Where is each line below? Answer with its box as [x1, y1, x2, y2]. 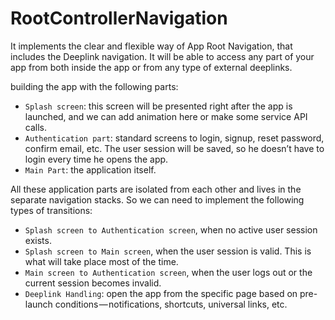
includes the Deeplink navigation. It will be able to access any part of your [10, 50, 315, 62]
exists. [24, 234, 52, 246]
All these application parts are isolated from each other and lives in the [10, 183, 302, 195]
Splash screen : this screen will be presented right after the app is [24, 100, 293, 112]
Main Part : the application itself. [24, 163, 157, 176]
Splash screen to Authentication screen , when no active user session [24, 223, 318, 236]
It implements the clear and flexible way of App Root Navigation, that [10, 40, 293, 52]
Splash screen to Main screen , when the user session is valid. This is [24, 245, 312, 257]
